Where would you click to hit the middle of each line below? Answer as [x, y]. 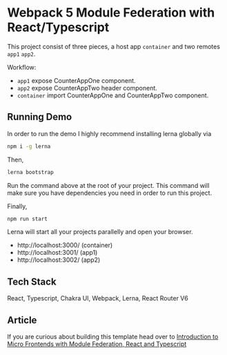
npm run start [28, 219]
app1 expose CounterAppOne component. [76, 80]
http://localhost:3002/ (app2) [59, 260]
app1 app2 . [21, 54]
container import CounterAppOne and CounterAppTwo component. [113, 95]
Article [22, 320]
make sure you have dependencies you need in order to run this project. [110, 193]
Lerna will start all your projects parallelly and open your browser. [100, 232]
